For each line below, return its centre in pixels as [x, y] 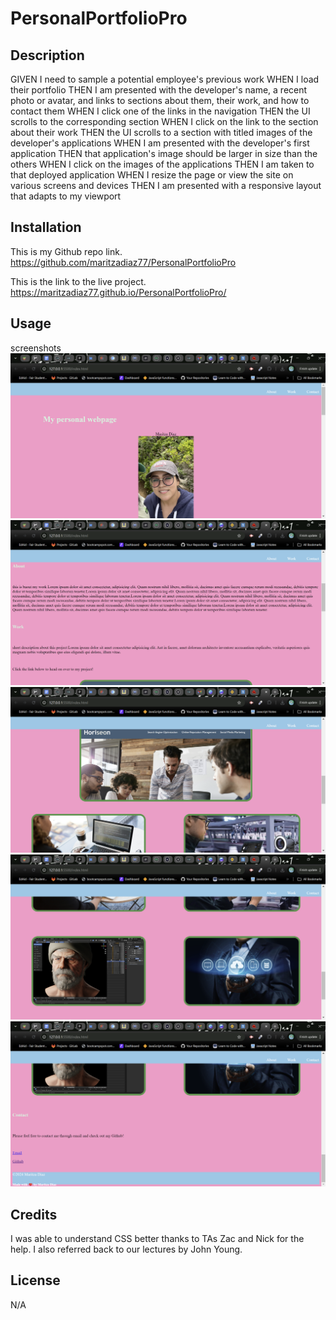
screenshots [36, 348]
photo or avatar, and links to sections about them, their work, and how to [160, 100]
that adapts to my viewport [66, 196]
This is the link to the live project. [78, 281]
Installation [46, 227]
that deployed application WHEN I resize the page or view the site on [152, 175]
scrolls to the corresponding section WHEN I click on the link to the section [164, 121]
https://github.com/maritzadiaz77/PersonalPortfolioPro [123, 262]
